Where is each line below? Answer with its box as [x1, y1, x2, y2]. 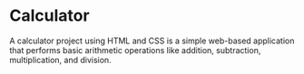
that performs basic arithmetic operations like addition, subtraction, [9, 44, 261, 55]
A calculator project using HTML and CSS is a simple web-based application [9, 35, 295, 46]
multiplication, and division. [9, 54, 112, 65]
